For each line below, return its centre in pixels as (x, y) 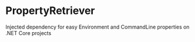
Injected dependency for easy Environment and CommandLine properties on (97, 27)
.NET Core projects (29, 33)
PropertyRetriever (50, 11)
